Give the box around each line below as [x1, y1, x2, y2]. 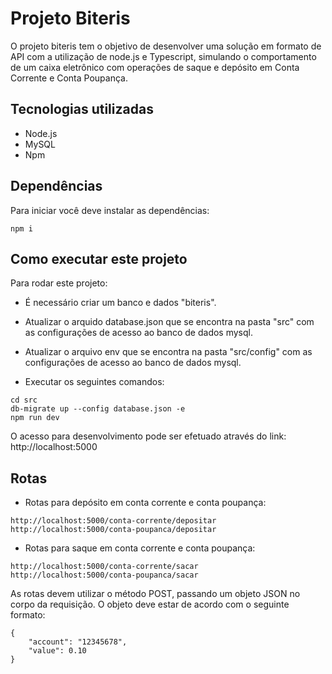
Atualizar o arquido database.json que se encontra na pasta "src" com [24, 316, 315, 328]
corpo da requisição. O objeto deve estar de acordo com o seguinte [10, 598, 290, 611]
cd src [10, 395, 38, 406]
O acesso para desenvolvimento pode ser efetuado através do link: [10, 430, 287, 442]
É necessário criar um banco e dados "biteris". [24, 297, 217, 309]
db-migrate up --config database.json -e [10, 404, 186, 414]
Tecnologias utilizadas [10, 101, 154, 118]
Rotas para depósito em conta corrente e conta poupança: [24, 497, 267, 509]
